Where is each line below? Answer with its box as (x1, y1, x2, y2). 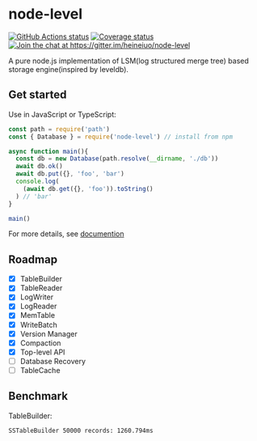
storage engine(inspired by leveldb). (8, 64, 129, 74)
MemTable (19, 311, 55, 320)
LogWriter (19, 292, 54, 302)
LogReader (19, 301, 57, 312)
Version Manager (19, 329, 78, 338)
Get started (8, 88, 67, 102)
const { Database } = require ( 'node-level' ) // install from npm (8, 133, 233, 141)
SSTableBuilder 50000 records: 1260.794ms (8, 426, 154, 435)
